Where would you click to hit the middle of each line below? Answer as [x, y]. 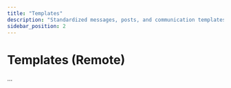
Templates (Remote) [66, 60]
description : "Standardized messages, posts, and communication [101, 20]
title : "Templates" [35, 13]
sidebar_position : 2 [37, 26]
